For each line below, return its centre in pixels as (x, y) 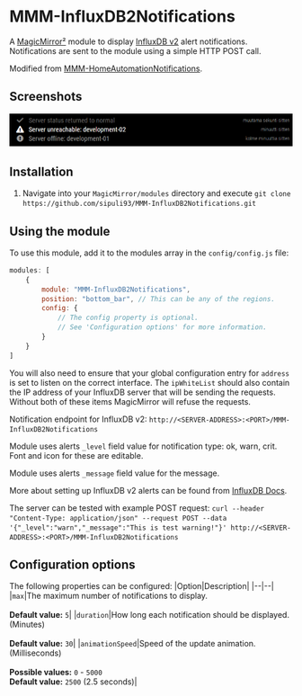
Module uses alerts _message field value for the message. (115, 473)
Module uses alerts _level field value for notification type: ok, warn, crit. (143, 446)
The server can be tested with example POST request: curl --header (137, 508)
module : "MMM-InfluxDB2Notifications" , (116, 290)
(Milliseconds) (36, 653)
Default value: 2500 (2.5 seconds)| (73, 682)
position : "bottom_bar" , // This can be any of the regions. (159, 299)
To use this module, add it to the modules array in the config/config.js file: (149, 253)
